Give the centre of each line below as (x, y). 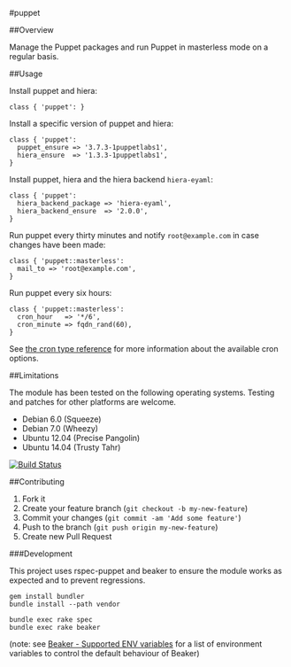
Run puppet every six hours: (61, 293)
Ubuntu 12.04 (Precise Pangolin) (81, 438)
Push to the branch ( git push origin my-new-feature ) (120, 527)
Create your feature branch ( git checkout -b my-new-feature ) (135, 508)
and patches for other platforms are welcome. (93, 402)
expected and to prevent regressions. (77, 580)
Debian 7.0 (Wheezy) (60, 428)
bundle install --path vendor (65, 604)
